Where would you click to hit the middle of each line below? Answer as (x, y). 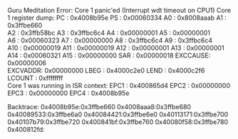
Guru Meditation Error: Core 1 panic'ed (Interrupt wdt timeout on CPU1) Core (119, 10)
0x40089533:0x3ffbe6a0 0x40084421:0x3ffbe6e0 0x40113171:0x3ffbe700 (118, 114)
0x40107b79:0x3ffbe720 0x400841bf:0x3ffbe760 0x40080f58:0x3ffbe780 (118, 122)
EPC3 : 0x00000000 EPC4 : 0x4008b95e (68, 93)
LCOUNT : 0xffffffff (35, 78)
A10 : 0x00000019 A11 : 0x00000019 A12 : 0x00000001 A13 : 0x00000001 (116, 48)
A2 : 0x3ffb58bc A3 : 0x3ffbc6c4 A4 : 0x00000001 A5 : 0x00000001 (109, 33)
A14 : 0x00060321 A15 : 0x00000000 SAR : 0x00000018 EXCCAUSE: (109, 55)
